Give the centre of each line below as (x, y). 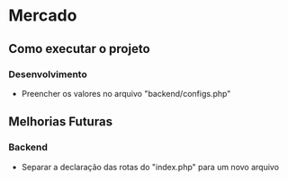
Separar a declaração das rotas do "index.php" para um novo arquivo (150, 167)
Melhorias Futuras (61, 122)
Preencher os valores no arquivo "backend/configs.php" (126, 93)
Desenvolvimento (48, 74)
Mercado (43, 16)
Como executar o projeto (79, 49)
